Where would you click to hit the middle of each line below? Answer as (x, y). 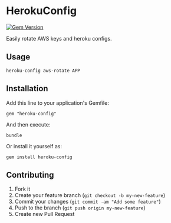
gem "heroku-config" (32, 114)
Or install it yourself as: (34, 146)
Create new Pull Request (45, 214)
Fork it (22, 189)
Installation (27, 89)
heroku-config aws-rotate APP (43, 71)
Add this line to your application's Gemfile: (57, 103)
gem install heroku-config (39, 157)
